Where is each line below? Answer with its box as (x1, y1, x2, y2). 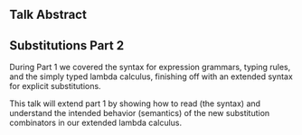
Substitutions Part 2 (9, 38, 125, 53)
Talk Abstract (9, 7, 88, 22)
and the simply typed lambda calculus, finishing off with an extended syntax (9, 71, 294, 82)
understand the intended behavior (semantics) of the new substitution (9, 108, 270, 119)
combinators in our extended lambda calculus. (9, 117, 183, 129)
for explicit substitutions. (9, 81, 101, 92)
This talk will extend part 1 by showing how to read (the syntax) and (9, 98, 260, 109)
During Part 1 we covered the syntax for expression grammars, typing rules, (9, 62, 291, 73)
